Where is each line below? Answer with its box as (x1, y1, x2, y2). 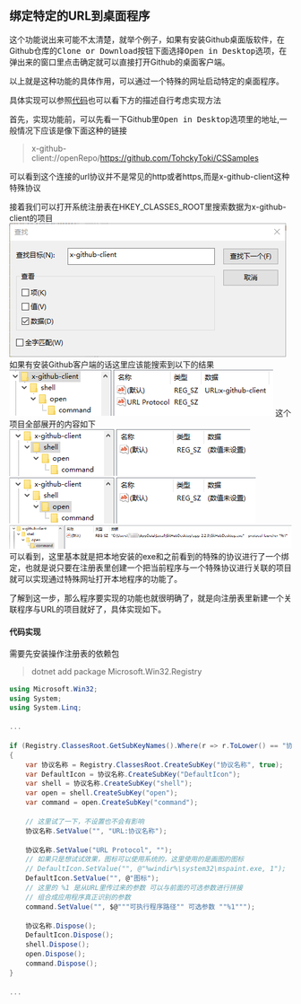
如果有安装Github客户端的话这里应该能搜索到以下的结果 (9, 358, 215, 370)
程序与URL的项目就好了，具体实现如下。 (16, 604, 167, 615)
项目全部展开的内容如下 (9, 418, 96, 429)
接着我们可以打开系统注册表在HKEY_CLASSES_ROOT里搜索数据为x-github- (9, 201, 287, 212)
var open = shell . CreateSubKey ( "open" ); (25, 788, 178, 797)
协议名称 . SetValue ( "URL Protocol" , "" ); (25, 845, 173, 855)
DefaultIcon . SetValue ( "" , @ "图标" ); (25, 874, 159, 883)
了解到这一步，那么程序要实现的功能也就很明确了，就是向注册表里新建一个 (9, 593, 284, 603)
